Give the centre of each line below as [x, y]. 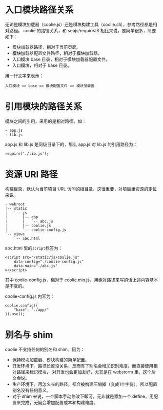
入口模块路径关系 [40, 10]
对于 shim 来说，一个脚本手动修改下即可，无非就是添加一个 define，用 [83, 396]
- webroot [15, 204]
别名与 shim [29, 335]
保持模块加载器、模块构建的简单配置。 [51, 360]
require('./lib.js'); [27, 154]
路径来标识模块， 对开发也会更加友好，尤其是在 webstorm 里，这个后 [86, 372]
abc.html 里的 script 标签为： [34, 248]
